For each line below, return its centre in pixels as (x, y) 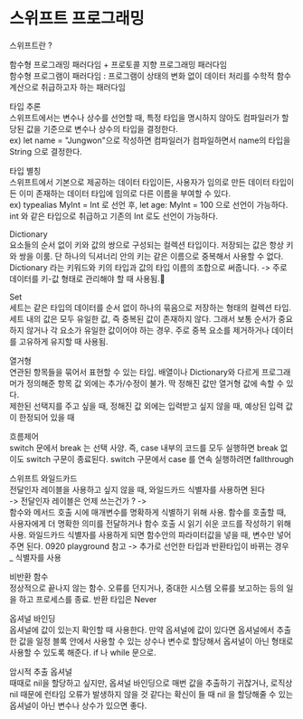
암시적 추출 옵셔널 (41, 671)
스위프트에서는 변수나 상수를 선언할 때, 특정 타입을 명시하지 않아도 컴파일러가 (145, 118)
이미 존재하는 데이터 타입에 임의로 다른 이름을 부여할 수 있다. (125, 193)
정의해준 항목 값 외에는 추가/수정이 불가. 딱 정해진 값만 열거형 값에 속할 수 (155, 383)
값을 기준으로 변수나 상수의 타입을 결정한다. (102, 128)
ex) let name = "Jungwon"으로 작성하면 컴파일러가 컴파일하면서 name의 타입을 (150, 140)
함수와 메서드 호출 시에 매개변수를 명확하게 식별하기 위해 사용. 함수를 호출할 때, (148, 512)
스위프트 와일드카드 (43, 478)
